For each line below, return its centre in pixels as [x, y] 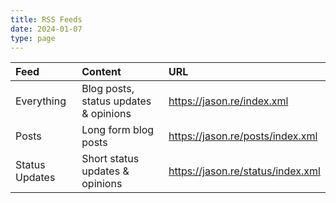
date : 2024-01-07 [46, 29]
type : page [33, 38]
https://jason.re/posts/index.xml [243, 136]
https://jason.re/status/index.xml [244, 171]
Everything [41, 101]
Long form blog [118, 130]
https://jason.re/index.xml [228, 101]
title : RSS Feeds [46, 19]
